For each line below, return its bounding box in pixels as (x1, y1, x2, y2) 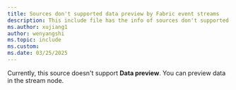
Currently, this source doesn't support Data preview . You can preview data (7, 68, 226, 77)
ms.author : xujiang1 (7, 23, 69, 30)
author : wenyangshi (7, 30, 65, 37)
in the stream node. (7, 76, 64, 84)
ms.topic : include (7, 37, 61, 44)
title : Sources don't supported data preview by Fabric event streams (7, 10, 220, 18)
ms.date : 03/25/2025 (7, 50, 69, 57)
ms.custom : (7, 43, 40, 50)
